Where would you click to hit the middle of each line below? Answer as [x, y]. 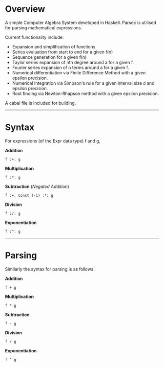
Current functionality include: [34, 37]
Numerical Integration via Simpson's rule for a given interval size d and [83, 83]
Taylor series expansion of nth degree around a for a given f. [73, 62]
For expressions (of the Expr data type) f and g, [53, 141]
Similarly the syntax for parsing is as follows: [50, 269]
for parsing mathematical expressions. [43, 27]
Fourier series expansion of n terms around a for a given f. [71, 68]
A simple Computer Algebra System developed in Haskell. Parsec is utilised [81, 23]
